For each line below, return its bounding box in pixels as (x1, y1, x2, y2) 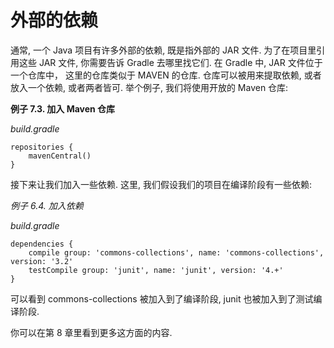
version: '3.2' (10, 256, 74, 266)
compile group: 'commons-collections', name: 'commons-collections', (28, 247, 325, 258)
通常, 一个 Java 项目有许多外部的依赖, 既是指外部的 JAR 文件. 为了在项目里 (10, 44, 317, 56)
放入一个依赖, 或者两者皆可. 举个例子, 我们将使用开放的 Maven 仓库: (10, 81, 289, 93)
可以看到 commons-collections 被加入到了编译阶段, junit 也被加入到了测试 (10, 292, 314, 305)
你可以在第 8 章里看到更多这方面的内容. (10, 326, 173, 338)
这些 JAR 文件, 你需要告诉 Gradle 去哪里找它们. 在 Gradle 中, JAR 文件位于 (18, 56, 323, 68)
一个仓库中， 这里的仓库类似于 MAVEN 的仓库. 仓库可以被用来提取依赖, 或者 (10, 69, 322, 81)
